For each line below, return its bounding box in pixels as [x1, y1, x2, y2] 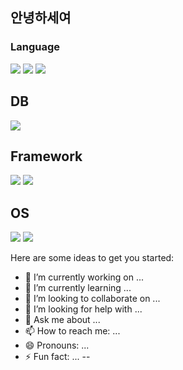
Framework [10, 148, 83, 165]
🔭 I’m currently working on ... [24, 271, 144, 283]
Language [10, 40, 61, 54]
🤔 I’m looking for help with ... [24, 303, 143, 315]
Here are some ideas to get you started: [10, 252, 175, 264]
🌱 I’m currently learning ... [24, 282, 132, 294]
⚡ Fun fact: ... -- [24, 351, 91, 363]
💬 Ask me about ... [24, 314, 101, 326]
